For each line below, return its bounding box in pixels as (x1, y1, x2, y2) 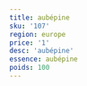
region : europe (9, 30, 66, 39)
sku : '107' (9, 21, 50, 30)
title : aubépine (9, 13, 70, 22)
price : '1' (9, 38, 50, 47)
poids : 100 (9, 64, 50, 73)
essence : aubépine (9, 55, 78, 64)
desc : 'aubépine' (9, 47, 74, 56)
